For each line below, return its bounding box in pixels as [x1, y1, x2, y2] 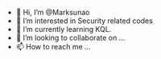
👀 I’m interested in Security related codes [15, 16, 153, 26]
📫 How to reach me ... [15, 42, 91, 51]
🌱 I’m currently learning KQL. [15, 25, 112, 33]
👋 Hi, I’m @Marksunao [15, 8, 90, 17]
